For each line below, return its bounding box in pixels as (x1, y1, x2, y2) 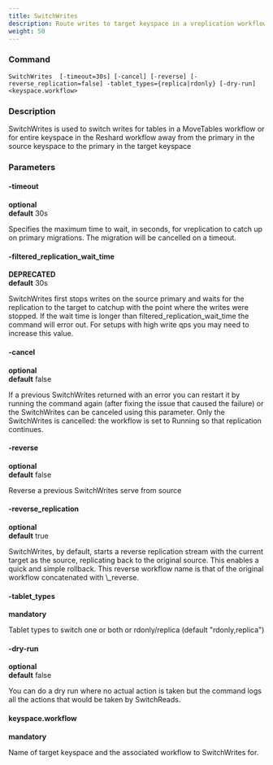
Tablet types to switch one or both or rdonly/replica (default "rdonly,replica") (8, 625, 265, 635)
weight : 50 (8, 27, 45, 35)
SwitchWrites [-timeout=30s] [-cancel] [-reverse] (8, 72, 187, 81)
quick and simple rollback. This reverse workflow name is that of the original (8, 563, 264, 574)
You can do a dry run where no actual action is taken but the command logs (8, 686, 262, 696)
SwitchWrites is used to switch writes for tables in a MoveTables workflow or (8, 124, 265, 133)
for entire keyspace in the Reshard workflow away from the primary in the (8, 132, 255, 142)
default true (8, 531, 49, 540)
